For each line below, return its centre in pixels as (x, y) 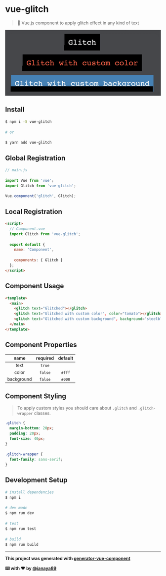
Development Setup (36, 480)
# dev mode (16, 508)
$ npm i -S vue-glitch (28, 122)
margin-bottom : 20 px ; (32, 428)
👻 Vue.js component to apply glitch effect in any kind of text (78, 23)
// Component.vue (27, 229)
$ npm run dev (20, 513)
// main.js (16, 170)
